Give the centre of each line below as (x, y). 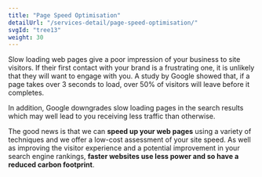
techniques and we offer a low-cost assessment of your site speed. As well (129, 140)
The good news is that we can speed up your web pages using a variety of (130, 132)
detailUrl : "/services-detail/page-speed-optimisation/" (103, 23)
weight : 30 (26, 37)
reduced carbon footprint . (51, 164)
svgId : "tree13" (35, 30)
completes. (26, 93)
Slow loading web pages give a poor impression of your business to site (124, 60)
